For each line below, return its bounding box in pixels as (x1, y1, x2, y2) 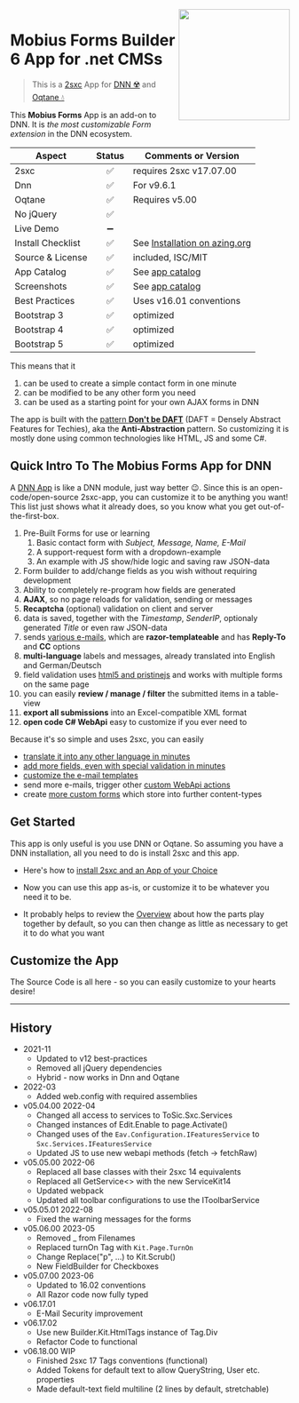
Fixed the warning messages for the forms (35, 1214, 192, 1224)
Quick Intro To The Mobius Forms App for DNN (10, 458, 271, 474)
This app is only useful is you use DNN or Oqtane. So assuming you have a (10, 838, 284, 849)
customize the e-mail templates (22, 769, 138, 780)
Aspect (35, 149, 67, 162)
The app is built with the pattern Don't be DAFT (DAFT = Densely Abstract (10, 413, 281, 425)
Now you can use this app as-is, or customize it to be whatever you (22, 881, 270, 892)
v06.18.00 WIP (22, 1346, 76, 1357)
